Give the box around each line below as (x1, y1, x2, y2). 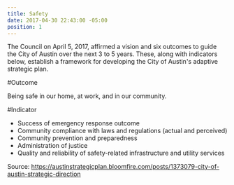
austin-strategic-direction (7, 170, 82, 179)
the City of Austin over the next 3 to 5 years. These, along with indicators (7, 50, 218, 58)
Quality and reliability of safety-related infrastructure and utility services (17, 149, 225, 158)
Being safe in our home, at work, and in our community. (7, 92, 167, 100)
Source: (7, 163, 30, 171)
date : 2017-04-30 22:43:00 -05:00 (7, 17, 108, 24)
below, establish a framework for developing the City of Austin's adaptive (7, 57, 219, 66)
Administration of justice (17, 142, 88, 150)
